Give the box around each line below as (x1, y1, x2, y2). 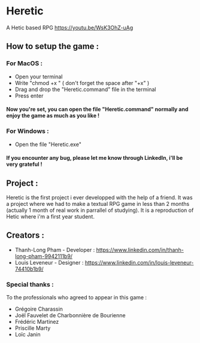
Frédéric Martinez (14, 318, 59, 326)
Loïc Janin (14, 331, 41, 338)
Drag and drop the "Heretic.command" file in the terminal (14, 86, 156, 93)
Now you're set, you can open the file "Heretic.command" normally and (6, 106, 189, 113)
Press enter (14, 92, 44, 99)
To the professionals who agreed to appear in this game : (6, 294, 147, 301)
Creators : (6, 230, 45, 241)
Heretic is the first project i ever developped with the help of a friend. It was (6, 193, 193, 201)
